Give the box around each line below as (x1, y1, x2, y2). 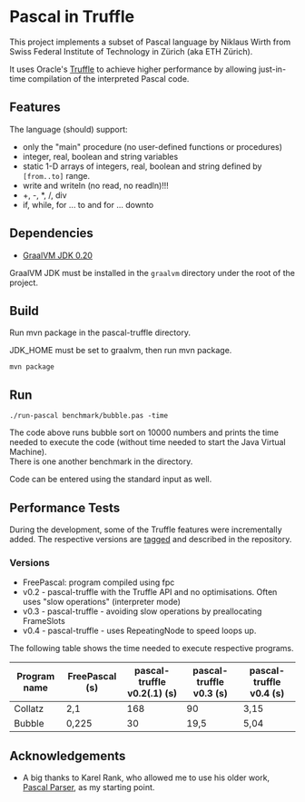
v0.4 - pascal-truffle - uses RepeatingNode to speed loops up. (22, 625, 257, 637)
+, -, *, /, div (22, 189, 67, 201)
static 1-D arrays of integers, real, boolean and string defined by (22, 161, 262, 172)
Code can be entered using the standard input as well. (9, 474, 212, 485)
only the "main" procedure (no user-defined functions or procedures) (22, 141, 283, 152)
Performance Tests (9, 500, 121, 515)
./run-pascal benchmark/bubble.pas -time (9, 411, 169, 421)
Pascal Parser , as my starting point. (22, 782, 155, 793)
